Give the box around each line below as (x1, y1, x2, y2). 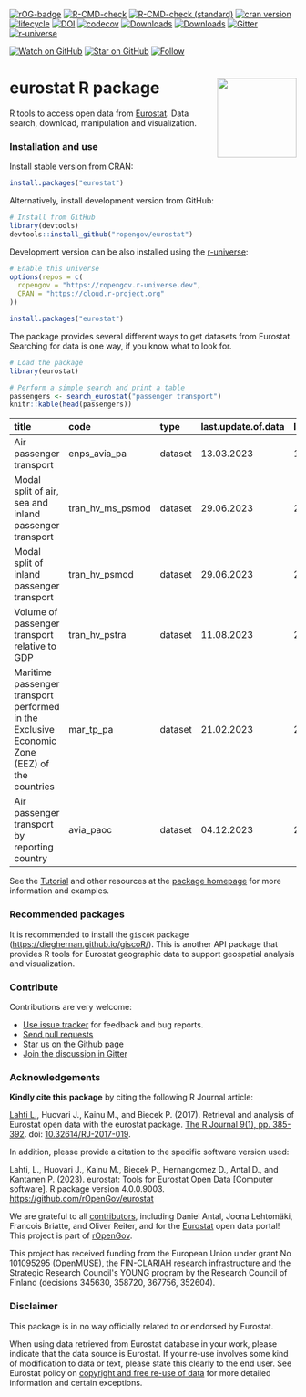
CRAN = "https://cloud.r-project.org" (17, 289, 166, 298)
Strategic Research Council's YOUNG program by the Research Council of (9, 1267, 288, 1278)
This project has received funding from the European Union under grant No (9, 1248, 291, 1259)
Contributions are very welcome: (9, 1001, 132, 1012)
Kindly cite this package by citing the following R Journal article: (9, 1091, 253, 1103)
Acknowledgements (9, 1070, 101, 1083)
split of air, (14, 485, 59, 497)
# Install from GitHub (9, 213, 96, 223)
